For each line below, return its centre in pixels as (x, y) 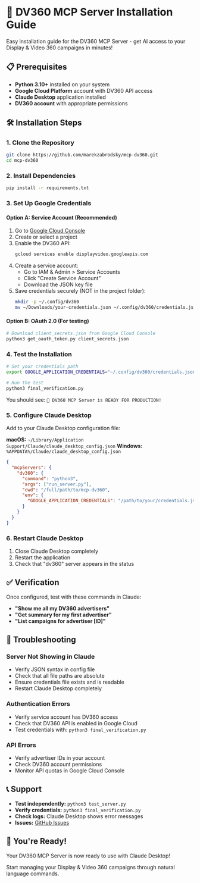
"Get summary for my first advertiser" (63, 615)
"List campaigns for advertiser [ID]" (60, 621)
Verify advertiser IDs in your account (60, 758)
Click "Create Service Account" (62, 278)
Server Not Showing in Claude (51, 657)
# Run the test (25, 383)
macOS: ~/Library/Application (45, 440)
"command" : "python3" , (50, 478)
